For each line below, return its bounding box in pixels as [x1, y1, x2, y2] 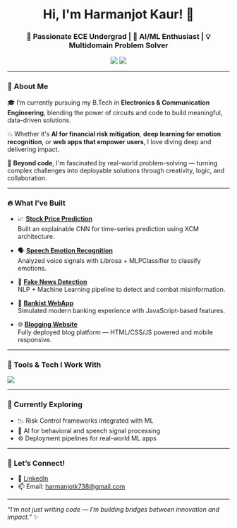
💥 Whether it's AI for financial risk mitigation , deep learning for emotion [7, 129, 221, 138]
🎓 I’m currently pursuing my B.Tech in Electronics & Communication [7, 98, 210, 107]
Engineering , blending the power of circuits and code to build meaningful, [7, 108, 223, 117]
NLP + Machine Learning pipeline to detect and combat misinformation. [17, 286, 226, 294]
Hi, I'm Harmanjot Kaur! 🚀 [42, 6, 195, 23]
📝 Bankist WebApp [17, 299, 74, 307]
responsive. [17, 336, 52, 344]
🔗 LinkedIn [17, 474, 49, 483]
